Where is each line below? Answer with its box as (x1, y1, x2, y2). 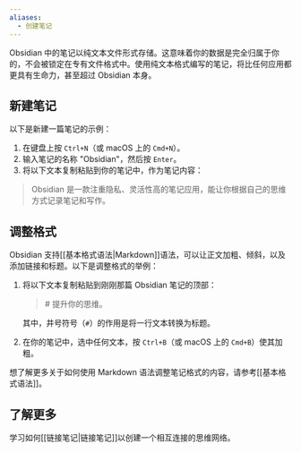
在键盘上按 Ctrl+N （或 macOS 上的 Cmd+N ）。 (21, 142, 185, 153)
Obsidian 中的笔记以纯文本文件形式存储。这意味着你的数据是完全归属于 (9, 47, 272, 58)
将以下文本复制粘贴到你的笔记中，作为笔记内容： (21, 165, 203, 175)
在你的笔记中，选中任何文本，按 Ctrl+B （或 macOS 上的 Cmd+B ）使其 (21, 337, 276, 347)
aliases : (9, 13, 42, 22)
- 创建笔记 (17, 21, 53, 30)
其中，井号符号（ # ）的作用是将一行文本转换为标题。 (21, 318, 215, 328)
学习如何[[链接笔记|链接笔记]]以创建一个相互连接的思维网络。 (9, 431, 236, 443)
